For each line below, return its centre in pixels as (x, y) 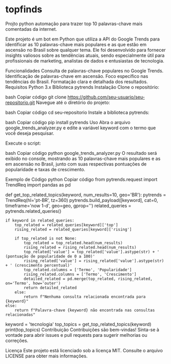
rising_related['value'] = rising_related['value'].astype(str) (94, 261)
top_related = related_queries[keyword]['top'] (66, 225)
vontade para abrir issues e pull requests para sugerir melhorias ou (76, 335)
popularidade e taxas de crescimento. (45, 169)
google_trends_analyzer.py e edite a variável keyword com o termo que (81, 128)
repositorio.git (20, 102)
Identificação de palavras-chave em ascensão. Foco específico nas (77, 76)
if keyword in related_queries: (40, 220)
